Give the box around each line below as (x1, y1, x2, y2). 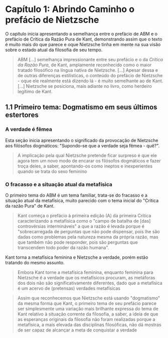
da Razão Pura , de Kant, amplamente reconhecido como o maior (17, 62, 152, 68)
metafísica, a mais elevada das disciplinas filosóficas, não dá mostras (17, 321, 161, 327)
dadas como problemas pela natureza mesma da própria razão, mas (17, 234, 159, 240)
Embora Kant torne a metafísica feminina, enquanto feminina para (17, 269, 153, 275)
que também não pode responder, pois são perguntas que (17, 239, 138, 245)
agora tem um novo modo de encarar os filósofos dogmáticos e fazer (17, 157, 161, 163)
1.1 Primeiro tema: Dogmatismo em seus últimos (5, 103, 157, 111)
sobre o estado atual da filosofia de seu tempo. (5, 47, 103, 53)
